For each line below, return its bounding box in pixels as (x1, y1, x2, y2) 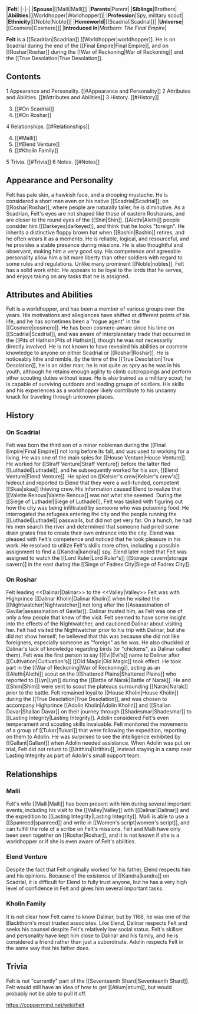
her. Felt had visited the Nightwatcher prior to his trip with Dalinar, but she (6, 627, 186, 634)
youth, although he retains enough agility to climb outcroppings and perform (6, 368, 192, 375)
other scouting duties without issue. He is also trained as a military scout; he (6, 374, 192, 382)
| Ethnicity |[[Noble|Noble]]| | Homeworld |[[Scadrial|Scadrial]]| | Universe (6, 18, 182, 25)
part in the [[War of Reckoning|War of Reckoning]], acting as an (6, 664, 160, 671)
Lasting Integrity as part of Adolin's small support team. (6, 752, 141, 759)
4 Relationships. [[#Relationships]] (6, 123, 90, 130)
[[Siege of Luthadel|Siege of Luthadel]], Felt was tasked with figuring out (6, 498, 183, 505)
